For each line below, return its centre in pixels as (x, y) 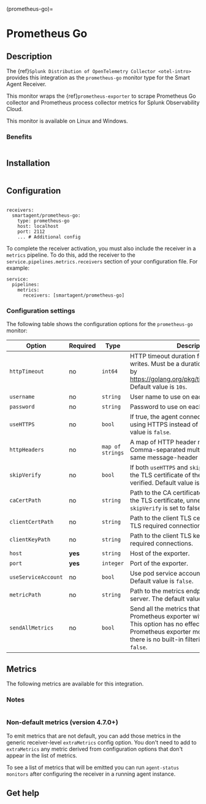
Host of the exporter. (160, 553)
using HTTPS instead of (164, 424)
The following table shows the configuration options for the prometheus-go (100, 324)
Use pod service (154, 574)
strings (113, 453)
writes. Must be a (154, 364)
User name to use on (160, 397)
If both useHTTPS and (159, 467)
